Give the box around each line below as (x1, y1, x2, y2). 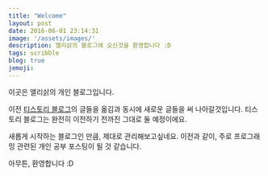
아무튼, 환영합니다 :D (8, 158, 74, 168)
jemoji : (8, 64, 35, 72)
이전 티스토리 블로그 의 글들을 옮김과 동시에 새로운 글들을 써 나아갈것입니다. (8, 104, 244, 113)
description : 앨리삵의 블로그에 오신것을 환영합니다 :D (8, 42, 172, 50)
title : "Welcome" (8, 11, 67, 20)
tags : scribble (8, 49, 60, 57)
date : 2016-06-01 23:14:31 (8, 27, 99, 35)
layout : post (8, 19, 52, 27)
